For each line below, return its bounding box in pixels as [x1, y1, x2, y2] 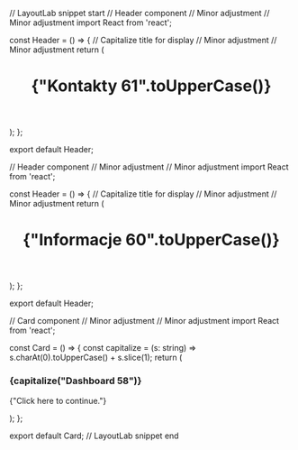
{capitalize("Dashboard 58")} [9, 374, 142, 387]
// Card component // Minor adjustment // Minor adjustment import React [9, 316, 280, 326]
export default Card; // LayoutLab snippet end [9, 430, 179, 441]
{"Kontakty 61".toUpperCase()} [31, 76, 272, 96]
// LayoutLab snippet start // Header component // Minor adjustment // [9, 8, 270, 18]
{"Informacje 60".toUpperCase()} [22, 230, 281, 251]
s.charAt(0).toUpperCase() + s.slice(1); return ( [9, 352, 183, 363]
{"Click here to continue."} [9, 395, 107, 406]
